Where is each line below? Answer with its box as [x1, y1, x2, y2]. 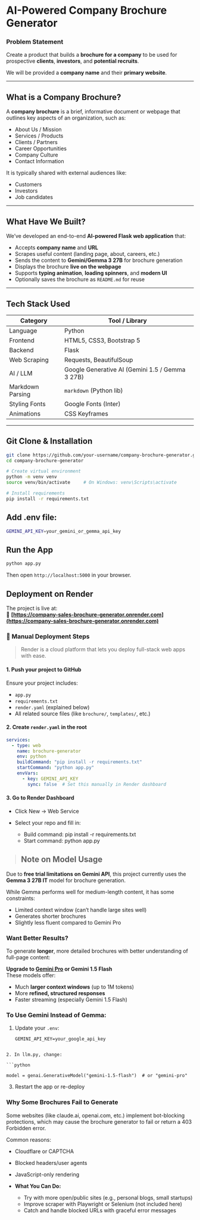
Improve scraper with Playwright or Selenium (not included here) [23, 1200, 183, 1207]
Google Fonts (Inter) [64, 399, 121, 408]
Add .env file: [6, 513, 57, 523]
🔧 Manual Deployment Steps [6, 632, 90, 640]
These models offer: [6, 971, 56, 978]
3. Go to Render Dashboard [6, 794, 74, 801]
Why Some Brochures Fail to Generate [6, 1098, 118, 1106]
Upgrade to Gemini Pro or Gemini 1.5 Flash [6, 965, 112, 972]
